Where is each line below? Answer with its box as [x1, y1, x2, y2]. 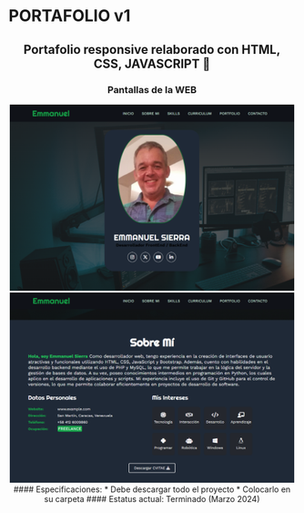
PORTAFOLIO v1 [8, 5, 131, 26]
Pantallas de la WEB [106, 83, 198, 96]
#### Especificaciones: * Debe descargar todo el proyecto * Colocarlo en [13, 484, 291, 495]
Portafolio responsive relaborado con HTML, [23, 42, 281, 57]
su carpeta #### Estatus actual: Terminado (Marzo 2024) [44, 494, 260, 504]
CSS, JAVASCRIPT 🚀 [93, 56, 211, 71]
